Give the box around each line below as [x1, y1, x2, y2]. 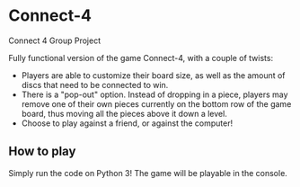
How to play [8, 144, 76, 159]
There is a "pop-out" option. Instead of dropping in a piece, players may [21, 89, 288, 100]
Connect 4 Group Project [8, 35, 101, 46]
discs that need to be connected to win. [21, 79, 169, 90]
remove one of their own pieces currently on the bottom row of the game [21, 98, 292, 109]
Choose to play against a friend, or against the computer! [21, 118, 234, 129]
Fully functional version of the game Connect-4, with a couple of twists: [8, 52, 274, 63]
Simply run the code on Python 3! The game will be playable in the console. [8, 167, 288, 178]
